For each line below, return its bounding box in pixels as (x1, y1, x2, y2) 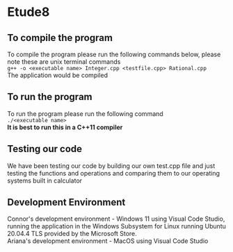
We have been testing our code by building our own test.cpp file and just (7, 161, 216, 170)
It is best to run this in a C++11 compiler (7, 123, 123, 131)
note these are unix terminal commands (7, 58, 121, 66)
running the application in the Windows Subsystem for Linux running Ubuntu (7, 222, 226, 230)
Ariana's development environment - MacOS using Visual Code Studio (7, 237, 209, 245)
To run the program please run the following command (7, 109, 163, 118)
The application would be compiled (7, 71, 108, 79)
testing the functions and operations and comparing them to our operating (7, 169, 220, 177)
